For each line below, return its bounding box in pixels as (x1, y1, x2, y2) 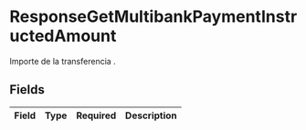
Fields (9, 82, 46, 97)
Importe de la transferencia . (9, 55, 116, 66)
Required (76, 109, 117, 122)
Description (124, 109, 178, 122)
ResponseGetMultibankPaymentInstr (9, 6, 298, 27)
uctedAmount (9, 25, 117, 46)
